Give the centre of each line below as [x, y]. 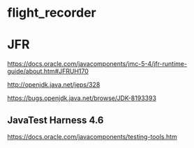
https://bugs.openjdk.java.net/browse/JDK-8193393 [82, 98]
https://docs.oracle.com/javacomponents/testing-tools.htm [92, 136]
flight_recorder [52, 13]
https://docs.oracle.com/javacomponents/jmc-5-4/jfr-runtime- [97, 64]
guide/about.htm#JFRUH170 [48, 72]
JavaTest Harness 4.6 [55, 120]
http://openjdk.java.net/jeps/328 [54, 85]
